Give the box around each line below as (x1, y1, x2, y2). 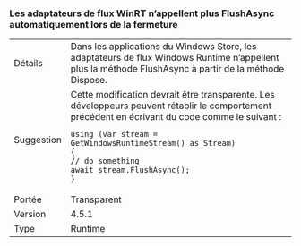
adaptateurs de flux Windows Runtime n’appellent (70, 52, 279, 64)
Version (13, 208, 47, 221)
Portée (13, 193, 42, 206)
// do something (70, 156, 141, 166)
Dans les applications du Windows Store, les (70, 40, 257, 53)
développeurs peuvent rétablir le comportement (70, 99, 271, 112)
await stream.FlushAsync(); (70, 165, 191, 175)
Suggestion (13, 133, 63, 146)
